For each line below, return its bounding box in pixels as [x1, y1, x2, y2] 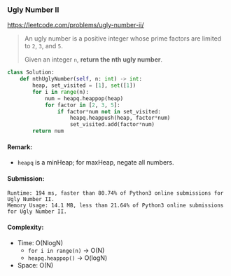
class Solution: [7, 69, 55, 76]
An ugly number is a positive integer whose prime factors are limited [24, 34, 222, 43]
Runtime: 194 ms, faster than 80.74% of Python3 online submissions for [7, 190, 224, 197]
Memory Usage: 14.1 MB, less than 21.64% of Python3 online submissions [7, 202, 224, 209]
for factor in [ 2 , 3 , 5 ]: [44, 102, 120, 109]
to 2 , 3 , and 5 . [24, 42, 63, 50]
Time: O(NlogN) [17, 238, 64, 247]
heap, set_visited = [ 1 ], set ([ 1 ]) [32, 82, 136, 89]
